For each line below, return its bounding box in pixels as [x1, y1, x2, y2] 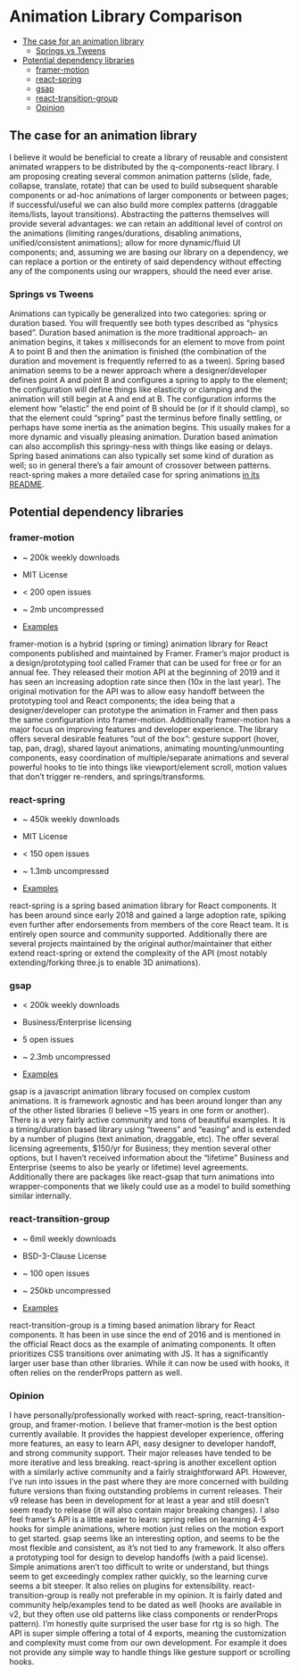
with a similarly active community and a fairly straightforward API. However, [9, 1466, 287, 1477]
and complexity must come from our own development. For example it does [9, 1637, 287, 1648]
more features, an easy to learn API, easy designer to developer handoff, [9, 1437, 277, 1448]
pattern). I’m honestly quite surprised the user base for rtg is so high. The [9, 1618, 279, 1628]
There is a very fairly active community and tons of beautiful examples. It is [9, 1114, 286, 1126]
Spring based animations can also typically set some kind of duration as [9, 451, 274, 462]
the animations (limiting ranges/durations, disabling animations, [9, 228, 243, 238]
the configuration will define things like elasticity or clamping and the [9, 384, 263, 395]
